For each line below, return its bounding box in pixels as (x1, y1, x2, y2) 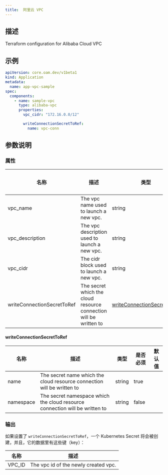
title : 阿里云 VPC (5, 7, 43, 13)
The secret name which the (39, 372, 104, 379)
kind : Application (5, 75, 43, 80)
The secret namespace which (39, 392, 110, 399)
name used (80, 202, 106, 209)
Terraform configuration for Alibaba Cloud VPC (5, 41, 102, 47)
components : (9, 93, 35, 98)
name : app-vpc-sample (9, 84, 55, 89)
